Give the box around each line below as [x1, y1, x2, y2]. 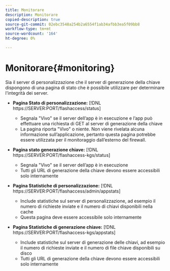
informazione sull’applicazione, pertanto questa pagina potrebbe [20, 131, 156, 138]
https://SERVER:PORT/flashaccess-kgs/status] [12, 152, 110, 158]
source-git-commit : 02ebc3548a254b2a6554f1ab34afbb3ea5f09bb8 [5, 21, 140, 27]
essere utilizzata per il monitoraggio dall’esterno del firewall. [20, 137, 147, 143]
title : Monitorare [5, 7, 44, 13]
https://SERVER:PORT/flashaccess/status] [12, 105, 101, 111]
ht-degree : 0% [5, 36, 36, 41]
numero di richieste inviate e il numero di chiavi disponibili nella [20, 203, 153, 209]
